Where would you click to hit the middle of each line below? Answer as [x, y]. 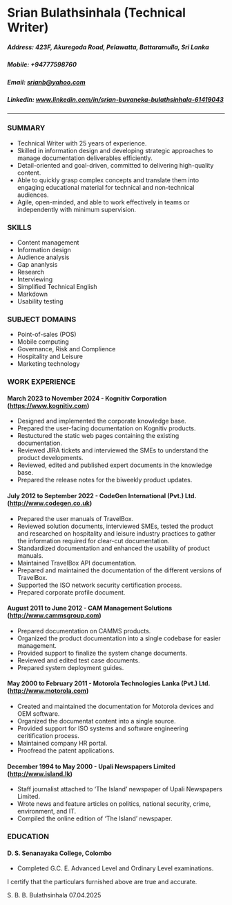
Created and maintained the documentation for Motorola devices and [115, 706]
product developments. [50, 458]
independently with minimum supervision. [77, 209]
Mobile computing [43, 342]
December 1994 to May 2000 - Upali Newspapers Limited [91, 766]
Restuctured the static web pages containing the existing [98, 436]
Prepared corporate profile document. [71, 592]
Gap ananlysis [37, 264]
